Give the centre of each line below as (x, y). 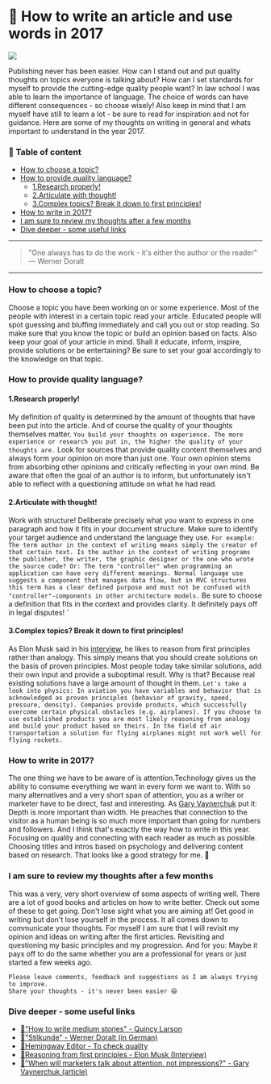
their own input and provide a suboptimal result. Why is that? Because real (132, 675)
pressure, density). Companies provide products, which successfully (128, 705)
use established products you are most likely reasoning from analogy (129, 719)
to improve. (28, 984)
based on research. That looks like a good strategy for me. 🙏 (109, 855)
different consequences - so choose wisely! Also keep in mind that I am (127, 105)
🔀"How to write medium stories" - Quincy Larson (101, 1028)
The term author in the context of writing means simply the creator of (133, 545)
